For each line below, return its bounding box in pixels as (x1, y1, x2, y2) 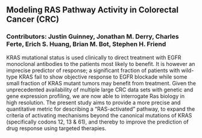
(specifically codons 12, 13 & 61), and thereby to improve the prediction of (6, 118, 189, 125)
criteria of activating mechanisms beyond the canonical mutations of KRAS (6, 111, 192, 119)
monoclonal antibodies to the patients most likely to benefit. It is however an (6, 60, 195, 67)
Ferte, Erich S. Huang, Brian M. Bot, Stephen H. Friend (6, 40, 166, 48)
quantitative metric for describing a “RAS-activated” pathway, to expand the (6, 105, 195, 113)
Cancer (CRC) (6, 15, 59, 25)
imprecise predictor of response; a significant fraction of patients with (6, 67, 180, 74)
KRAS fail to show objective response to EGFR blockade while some (19, 73, 188, 80)
